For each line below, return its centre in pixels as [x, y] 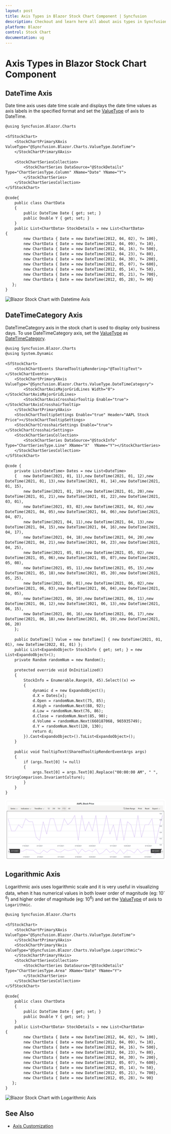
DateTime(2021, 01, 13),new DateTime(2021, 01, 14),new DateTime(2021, [83, 481]
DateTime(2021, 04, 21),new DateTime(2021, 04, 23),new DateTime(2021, [83, 542]
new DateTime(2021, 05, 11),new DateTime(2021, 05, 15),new [89, 568]
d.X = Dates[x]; [50, 695]
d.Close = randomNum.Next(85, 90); [70, 716]
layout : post [19, 11]
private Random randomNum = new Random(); [60, 660]
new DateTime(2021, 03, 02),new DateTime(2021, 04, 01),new [89, 506]
